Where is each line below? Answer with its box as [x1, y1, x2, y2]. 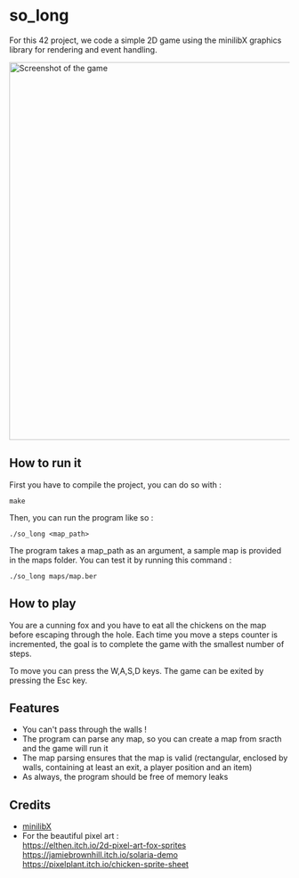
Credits [9, 797, 52, 812]
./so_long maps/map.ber [9, 571, 98, 580]
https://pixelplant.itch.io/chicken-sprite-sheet [21, 859, 190, 870]
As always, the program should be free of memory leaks [21, 772, 229, 783]
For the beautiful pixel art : [21, 831, 119, 841]
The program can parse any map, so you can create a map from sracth [21, 734, 282, 744]
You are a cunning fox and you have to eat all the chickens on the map [9, 620, 267, 630]
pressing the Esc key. [9, 675, 87, 685]
